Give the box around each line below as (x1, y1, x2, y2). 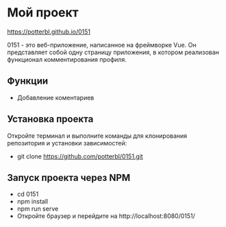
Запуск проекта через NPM (7, 171, 131, 183)
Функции (7, 75, 49, 87)
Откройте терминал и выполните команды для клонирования (7, 132, 188, 140)
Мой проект (7, 5, 79, 21)
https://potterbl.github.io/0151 (7, 27, 91, 36)
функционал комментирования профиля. (7, 55, 127, 63)
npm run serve (16, 204, 59, 213)
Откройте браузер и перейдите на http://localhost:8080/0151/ (16, 212, 195, 220)
